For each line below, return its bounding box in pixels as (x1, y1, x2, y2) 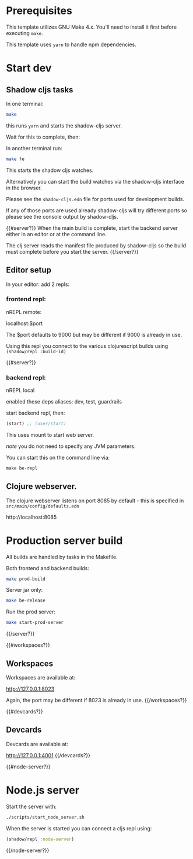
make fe (6, 156, 25, 162)
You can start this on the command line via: (6, 454, 110, 461)
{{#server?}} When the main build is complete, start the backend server (6, 224, 178, 232)
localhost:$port (6, 320, 43, 327)
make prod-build (6, 576, 45, 582)
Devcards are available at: (6, 740, 69, 747)
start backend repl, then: (6, 409, 65, 416)
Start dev (6, 61, 52, 75)
